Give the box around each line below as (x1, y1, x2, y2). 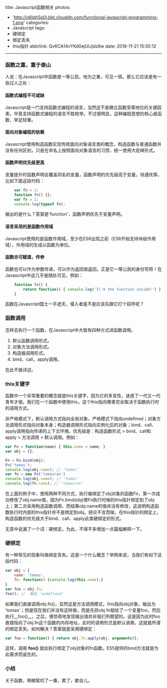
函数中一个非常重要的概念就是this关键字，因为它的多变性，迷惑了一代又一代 (5, 393, 161, 399)
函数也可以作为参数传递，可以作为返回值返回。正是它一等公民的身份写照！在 (5, 266, 162, 272)
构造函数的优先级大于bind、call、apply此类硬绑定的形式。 (5, 515, 124, 521)
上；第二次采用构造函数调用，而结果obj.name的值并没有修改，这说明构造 (5, 503, 155, 509)
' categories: (23, 19, 50, 25)
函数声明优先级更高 (5, 160, 45, 166)
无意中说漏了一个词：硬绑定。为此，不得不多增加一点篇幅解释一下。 (5, 526, 145, 532)
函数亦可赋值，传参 (5, 254, 45, 260)
